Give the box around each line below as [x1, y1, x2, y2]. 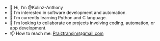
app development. [9, 25, 47, 31]
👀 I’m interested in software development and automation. [9, 10, 127, 15]
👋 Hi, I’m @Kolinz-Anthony [9, 5, 63, 10]
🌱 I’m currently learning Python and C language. [9, 15, 107, 20]
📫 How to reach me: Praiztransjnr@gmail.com [9, 30, 104, 36]
